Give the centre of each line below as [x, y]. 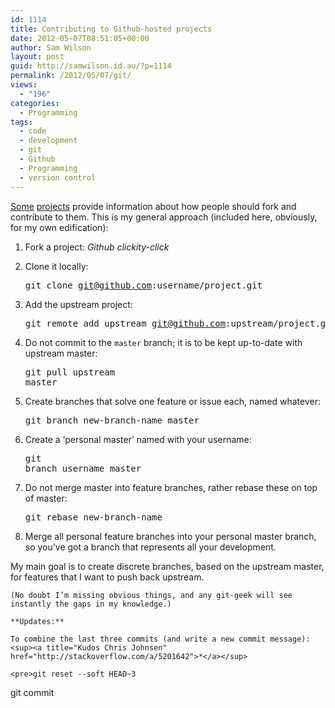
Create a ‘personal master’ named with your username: [138, 439]
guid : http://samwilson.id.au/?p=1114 [91, 66]
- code [33, 131]
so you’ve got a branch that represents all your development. [150, 547]
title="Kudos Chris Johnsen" [107, 647]
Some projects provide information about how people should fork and [153, 206]
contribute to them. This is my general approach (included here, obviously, [164, 217]
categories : [35, 103]
